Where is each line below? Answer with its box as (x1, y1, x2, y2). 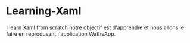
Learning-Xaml (6, 4, 82, 18)
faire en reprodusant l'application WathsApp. (6, 30, 116, 37)
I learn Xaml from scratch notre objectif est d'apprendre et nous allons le (6, 24, 185, 31)
